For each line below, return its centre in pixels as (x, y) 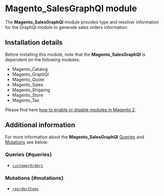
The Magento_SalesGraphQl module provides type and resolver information (82, 22)
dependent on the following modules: (43, 60)
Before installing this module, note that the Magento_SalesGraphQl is (75, 54)
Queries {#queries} (29, 154)
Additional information (40, 125)
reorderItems (25, 189)
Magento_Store (27, 95)
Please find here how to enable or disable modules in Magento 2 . (70, 109)
